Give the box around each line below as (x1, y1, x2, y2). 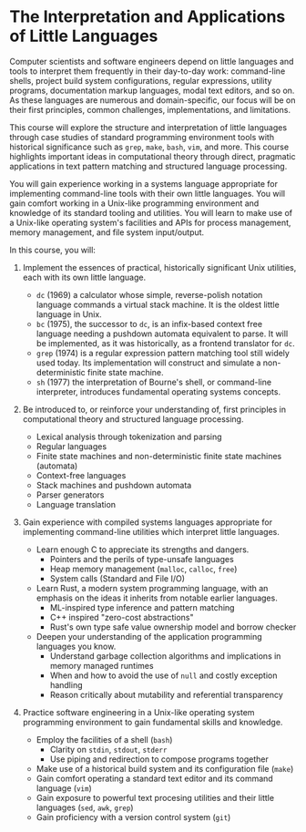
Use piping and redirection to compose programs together (49, 754, 269, 765)
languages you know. (36, 641, 117, 652)
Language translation (36, 498, 117, 509)
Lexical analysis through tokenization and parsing (36, 431, 222, 442)
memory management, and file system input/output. (9, 226, 205, 238)
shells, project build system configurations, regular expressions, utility (9, 75, 272, 86)
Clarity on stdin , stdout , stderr (49, 744, 168, 755)
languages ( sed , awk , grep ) (36, 802, 134, 813)
